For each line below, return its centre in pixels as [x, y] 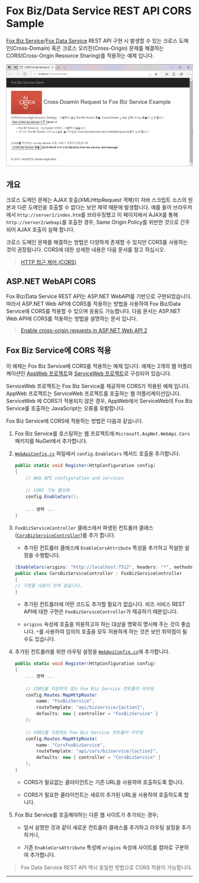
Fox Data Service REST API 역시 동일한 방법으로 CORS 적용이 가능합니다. [106, 867]
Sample [25, 23]
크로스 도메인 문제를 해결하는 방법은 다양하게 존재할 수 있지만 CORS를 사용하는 [97, 242]
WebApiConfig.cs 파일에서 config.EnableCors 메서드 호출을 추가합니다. [97, 453]
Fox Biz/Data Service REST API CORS [99, 11]
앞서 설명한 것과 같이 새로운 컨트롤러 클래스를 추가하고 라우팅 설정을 [102, 827]
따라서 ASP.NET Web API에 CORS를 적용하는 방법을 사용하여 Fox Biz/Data [93, 304]
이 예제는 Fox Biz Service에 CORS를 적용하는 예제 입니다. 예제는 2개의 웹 [91, 366]
